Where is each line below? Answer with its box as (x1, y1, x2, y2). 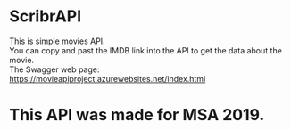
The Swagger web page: (9, 64, 100, 75)
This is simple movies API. (9, 36, 105, 46)
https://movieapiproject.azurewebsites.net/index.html (9, 73, 206, 84)
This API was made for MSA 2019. (9, 105, 265, 126)
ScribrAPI (9, 6, 82, 27)
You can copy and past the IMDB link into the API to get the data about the (9, 45, 283, 55)
